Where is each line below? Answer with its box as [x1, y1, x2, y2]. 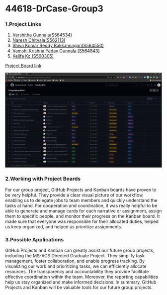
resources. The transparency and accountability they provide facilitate [5, 269, 149, 275]
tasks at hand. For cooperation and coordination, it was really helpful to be [5, 202, 158, 208]
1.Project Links [5, 21, 41, 28]
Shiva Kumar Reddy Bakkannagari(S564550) [12, 43, 104, 49]
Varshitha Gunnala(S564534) [12, 32, 73, 38]
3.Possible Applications [5, 236, 64, 243]
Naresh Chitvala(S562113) [12, 37, 66, 43]
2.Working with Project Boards [5, 175, 81, 182]
